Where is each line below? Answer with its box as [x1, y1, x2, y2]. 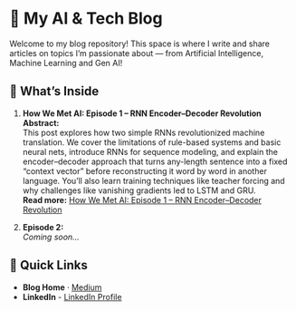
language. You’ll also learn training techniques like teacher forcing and [22, 175, 285, 186]
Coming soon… [22, 231, 80, 242]
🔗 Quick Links [9, 258, 88, 273]
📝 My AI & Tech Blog [9, 8, 163, 29]
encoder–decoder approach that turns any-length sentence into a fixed [22, 156, 288, 167]
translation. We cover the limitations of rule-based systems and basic [22, 136, 282, 148]
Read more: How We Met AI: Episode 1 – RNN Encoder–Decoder [22, 194, 263, 205]
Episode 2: [22, 221, 64, 232]
